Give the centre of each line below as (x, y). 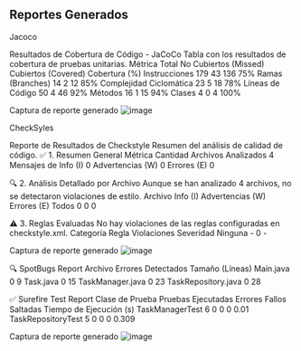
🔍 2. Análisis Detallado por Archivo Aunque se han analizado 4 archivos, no (150, 183)
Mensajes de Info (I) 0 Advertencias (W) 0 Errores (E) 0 (112, 165)
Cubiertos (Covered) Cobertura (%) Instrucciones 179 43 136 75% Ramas (146, 73)
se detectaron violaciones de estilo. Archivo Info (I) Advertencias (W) (138, 196)
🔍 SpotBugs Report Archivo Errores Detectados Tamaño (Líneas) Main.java (150, 268)
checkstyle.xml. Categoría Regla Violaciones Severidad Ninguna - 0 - (138, 232)
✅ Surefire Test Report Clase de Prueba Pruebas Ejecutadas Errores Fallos (148, 299)
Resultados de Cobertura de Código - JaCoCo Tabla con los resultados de (148, 54)
